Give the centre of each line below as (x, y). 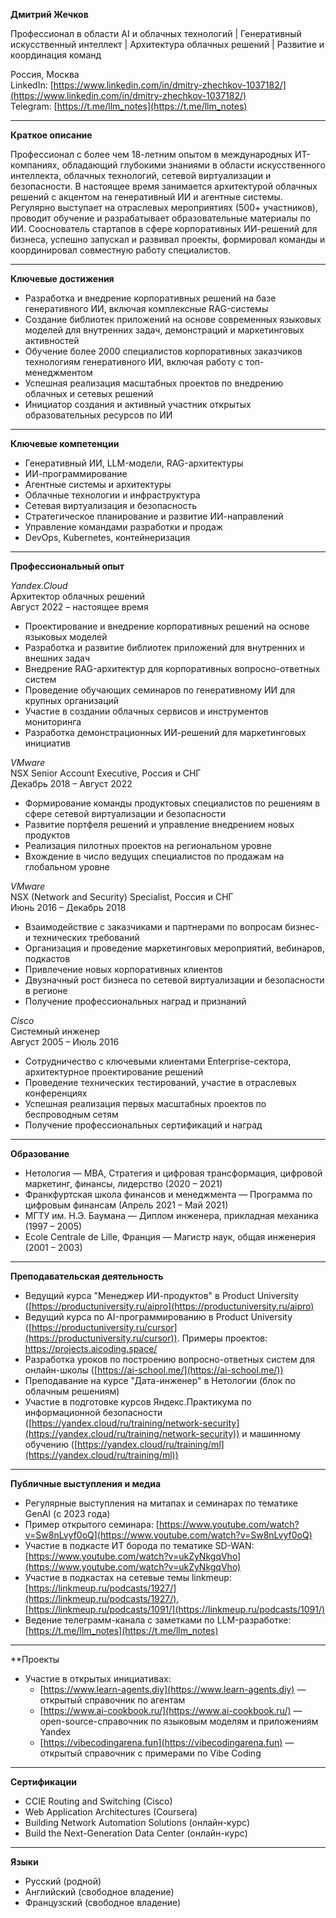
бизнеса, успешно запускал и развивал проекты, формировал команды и (168, 239)
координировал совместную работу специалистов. (121, 250)
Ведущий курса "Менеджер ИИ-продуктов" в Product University (162, 1295)
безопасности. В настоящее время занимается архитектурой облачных (164, 186)
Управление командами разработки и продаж (124, 527)
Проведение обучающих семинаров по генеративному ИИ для (160, 690)
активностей (52, 340)
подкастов (47, 958)
